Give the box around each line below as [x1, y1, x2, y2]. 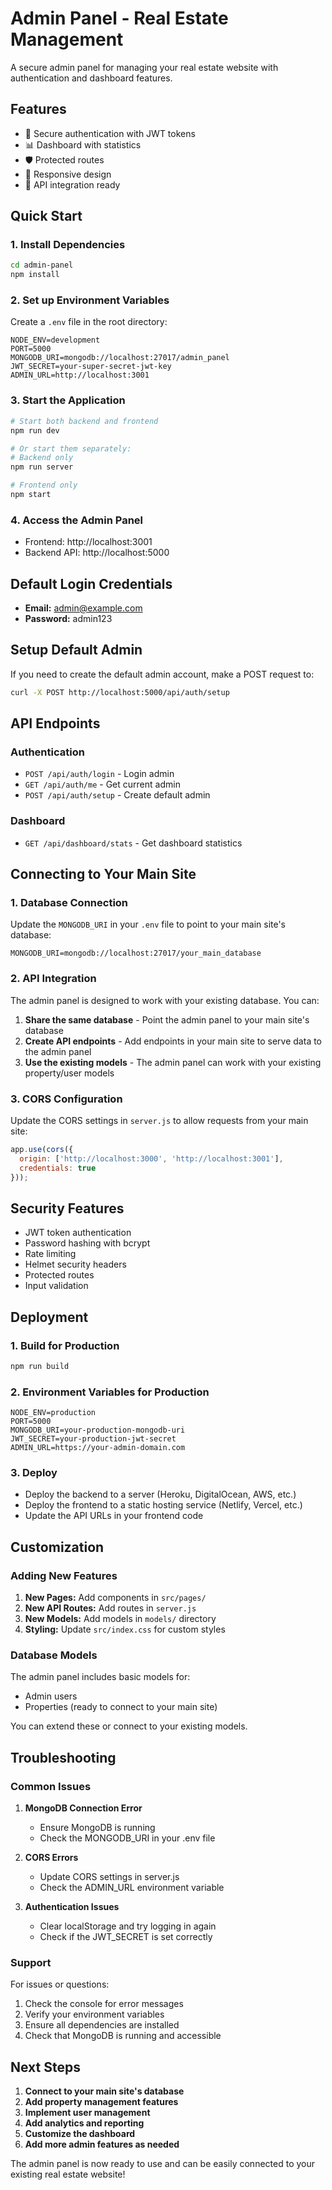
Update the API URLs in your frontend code [24, 1510, 204, 1522]
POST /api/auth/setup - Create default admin [24, 789, 211, 801]
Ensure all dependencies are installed [24, 2019, 180, 2031]
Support [10, 1956, 52, 1970]
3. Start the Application [10, 393, 126, 407]
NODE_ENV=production [10, 1408, 97, 1418]
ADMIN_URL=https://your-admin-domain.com [10, 1443, 186, 1453]
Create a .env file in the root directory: [10, 316, 168, 328]
